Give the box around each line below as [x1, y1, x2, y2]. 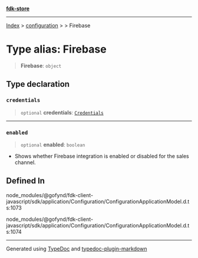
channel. [14, 159, 37, 166]
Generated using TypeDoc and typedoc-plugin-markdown [6, 245, 147, 252]
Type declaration [6, 79, 70, 89]
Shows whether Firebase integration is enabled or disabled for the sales [14, 152, 190, 159]
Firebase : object [20, 62, 62, 69]
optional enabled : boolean [20, 141, 85, 148]
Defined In [6, 176, 45, 186]
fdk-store [6, 5, 30, 12]
